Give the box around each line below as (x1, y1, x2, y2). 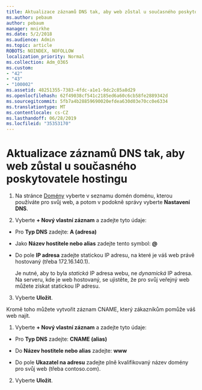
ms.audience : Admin (6, 37, 55, 43)
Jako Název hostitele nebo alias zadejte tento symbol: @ (14, 240, 158, 247)
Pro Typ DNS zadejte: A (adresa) (14, 228, 97, 235)
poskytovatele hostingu (6, 172, 127, 186)
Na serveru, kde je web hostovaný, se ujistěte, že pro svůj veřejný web (14, 276, 190, 283)
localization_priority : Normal (6, 54, 85, 60)
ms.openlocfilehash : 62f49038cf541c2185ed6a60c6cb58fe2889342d (6, 93, 168, 99)
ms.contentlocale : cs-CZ (6, 110, 69, 116)
